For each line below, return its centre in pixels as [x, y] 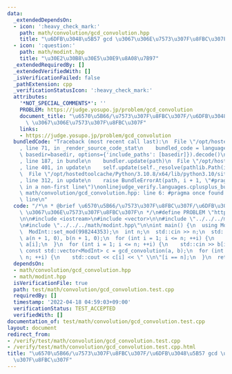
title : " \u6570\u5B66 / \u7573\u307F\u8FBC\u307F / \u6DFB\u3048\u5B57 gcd [112, 354]
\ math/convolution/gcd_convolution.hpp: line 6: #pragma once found [122, 193]
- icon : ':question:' [45, 46]
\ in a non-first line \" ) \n [60, 187]
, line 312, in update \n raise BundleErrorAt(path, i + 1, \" [116, 180]
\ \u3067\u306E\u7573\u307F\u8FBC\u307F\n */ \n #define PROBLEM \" [117, 213]
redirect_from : [29, 334]
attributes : [31, 97]
